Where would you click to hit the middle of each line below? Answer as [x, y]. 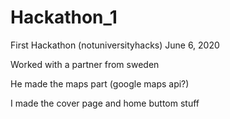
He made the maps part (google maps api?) [100, 83]
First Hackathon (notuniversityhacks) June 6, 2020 [115, 45]
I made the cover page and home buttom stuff [105, 103]
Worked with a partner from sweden [85, 64]
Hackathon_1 [64, 17]
